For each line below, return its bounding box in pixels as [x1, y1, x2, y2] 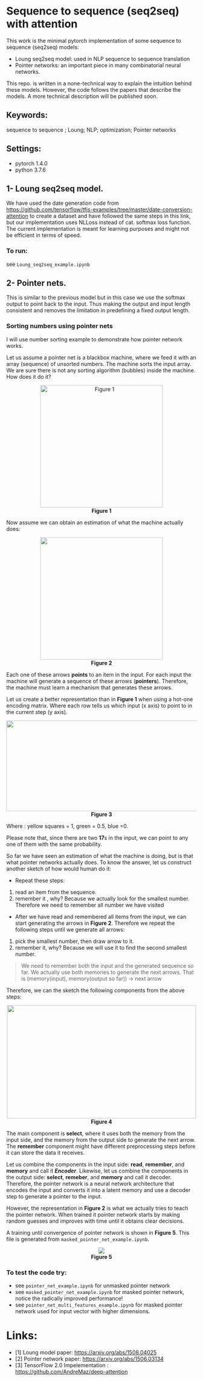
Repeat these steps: [14, 877, 65, 884]
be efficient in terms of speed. [6, 231, 82, 239]
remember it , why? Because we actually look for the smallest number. [14, 895, 190, 902]
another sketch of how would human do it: [6, 865, 112, 872]
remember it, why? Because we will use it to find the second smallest [14, 944, 187, 951]
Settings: [6, 144, 42, 154]
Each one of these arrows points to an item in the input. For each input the [6, 671, 192, 678]
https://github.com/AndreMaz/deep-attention [14, 1368, 128, 1376]
